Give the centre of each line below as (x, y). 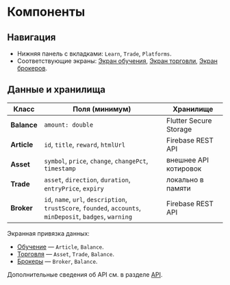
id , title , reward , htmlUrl (85, 145)
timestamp (60, 168)
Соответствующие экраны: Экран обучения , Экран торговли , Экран (117, 61)
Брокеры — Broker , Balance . (57, 261)
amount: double (69, 125)
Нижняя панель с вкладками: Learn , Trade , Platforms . (94, 53)
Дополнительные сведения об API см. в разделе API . (85, 274)
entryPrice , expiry (74, 188)
